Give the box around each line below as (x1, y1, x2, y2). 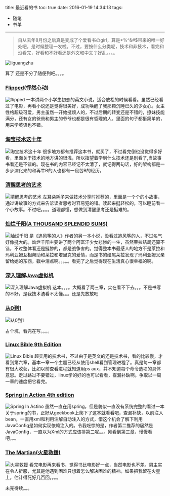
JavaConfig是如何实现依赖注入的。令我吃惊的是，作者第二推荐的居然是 (5, 423, 153, 429)
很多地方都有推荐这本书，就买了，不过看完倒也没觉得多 (42, 148, 158, 155)
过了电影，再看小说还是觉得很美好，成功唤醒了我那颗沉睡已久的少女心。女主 (5, 103, 165, 109)
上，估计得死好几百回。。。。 (5, 474, 61, 480)
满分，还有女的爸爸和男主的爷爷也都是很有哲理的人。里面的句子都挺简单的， (5, 116, 165, 122)
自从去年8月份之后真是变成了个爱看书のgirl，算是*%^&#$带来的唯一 (17, 37, 160, 43)
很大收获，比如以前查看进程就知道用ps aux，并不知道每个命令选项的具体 (9, 366, 161, 372)
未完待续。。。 (5, 485, 32, 491)
